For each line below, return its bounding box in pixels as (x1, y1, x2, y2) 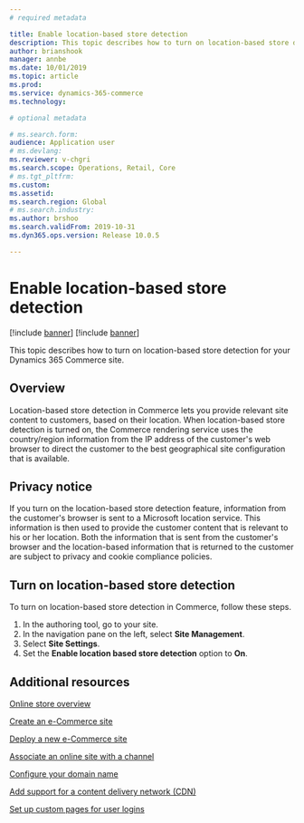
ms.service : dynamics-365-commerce (9, 88, 144, 98)
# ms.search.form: (9, 130, 79, 139)
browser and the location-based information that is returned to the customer (9, 541, 294, 553)
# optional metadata (9, 113, 88, 122)
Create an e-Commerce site (9, 715, 113, 726)
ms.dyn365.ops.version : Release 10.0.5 (9, 231, 160, 240)
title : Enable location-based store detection (9, 29, 188, 39)
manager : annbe (9, 55, 67, 64)
